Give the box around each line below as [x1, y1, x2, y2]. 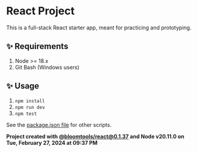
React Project [6, 4, 75, 18]
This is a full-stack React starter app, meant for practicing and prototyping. [6, 24, 192, 31]
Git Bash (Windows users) [14, 63, 80, 71]
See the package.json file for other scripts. [6, 121, 112, 128]
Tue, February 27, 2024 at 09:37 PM [6, 139, 98, 146]
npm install [14, 98, 45, 104]
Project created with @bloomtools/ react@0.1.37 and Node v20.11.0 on [6, 133, 185, 140]
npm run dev [14, 104, 45, 110]
